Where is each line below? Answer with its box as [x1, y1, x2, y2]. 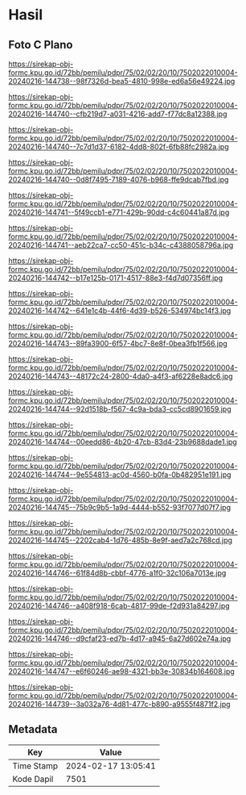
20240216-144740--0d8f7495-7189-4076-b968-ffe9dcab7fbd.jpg [8, 175, 229, 184]
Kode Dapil [12, 773, 54, 785]
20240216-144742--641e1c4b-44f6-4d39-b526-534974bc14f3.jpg [8, 306, 232, 316]
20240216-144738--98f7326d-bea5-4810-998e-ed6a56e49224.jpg [8, 77, 236, 86]
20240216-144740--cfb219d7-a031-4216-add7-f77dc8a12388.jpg [8, 109, 228, 119]
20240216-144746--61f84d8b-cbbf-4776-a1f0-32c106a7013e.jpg [8, 568, 227, 578]
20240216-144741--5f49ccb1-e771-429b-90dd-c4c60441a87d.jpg [8, 207, 230, 217]
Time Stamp [12, 760, 59, 772]
